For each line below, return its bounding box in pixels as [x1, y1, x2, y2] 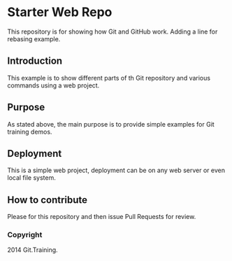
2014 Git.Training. [7, 246, 58, 254]
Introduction [7, 55, 63, 67]
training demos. [7, 127, 52, 136]
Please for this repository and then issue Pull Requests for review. [7, 213, 196, 221]
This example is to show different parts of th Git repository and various [7, 73, 211, 82]
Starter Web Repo [7, 4, 113, 20]
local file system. [7, 174, 56, 182]
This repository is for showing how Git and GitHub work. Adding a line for [7, 27, 218, 36]
